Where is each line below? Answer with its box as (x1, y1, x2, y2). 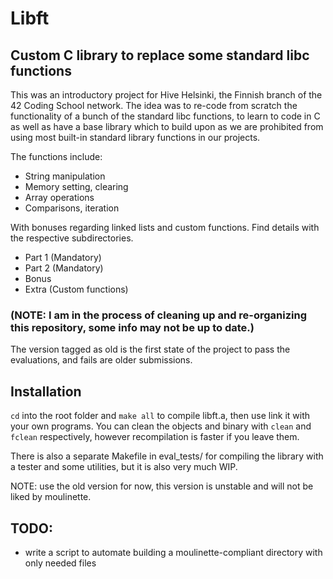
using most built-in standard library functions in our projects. (10, 132, 261, 143)
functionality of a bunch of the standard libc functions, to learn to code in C (10, 110, 321, 122)
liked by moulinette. (10, 491, 92, 503)
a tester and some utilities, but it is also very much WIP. (10, 461, 238, 473)
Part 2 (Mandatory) (24, 262, 104, 274)
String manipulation (24, 170, 106, 182)
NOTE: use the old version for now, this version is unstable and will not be (10, 480, 314, 492)
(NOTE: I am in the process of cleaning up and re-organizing (10, 308, 308, 322)
